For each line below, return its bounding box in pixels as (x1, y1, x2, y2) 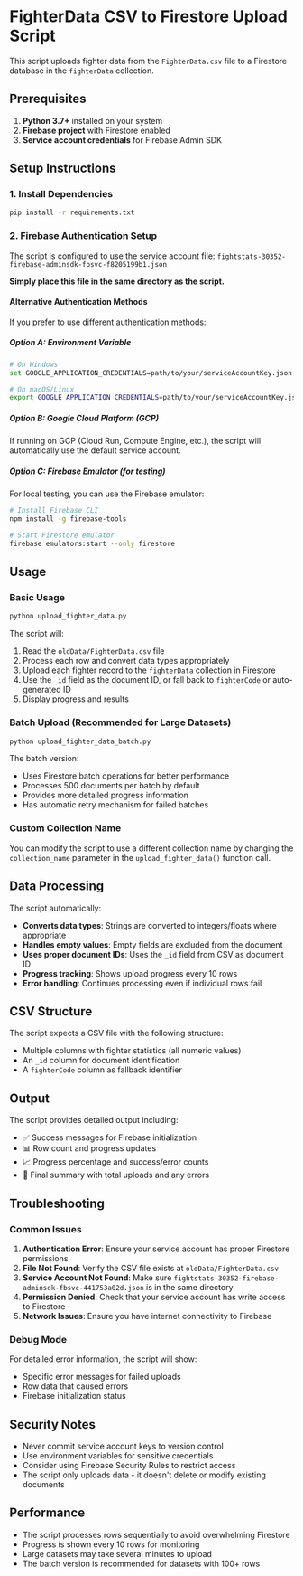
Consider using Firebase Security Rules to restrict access (22, 1459, 236, 1470)
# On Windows (9, 360, 59, 369)
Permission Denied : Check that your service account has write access (22, 1291, 286, 1302)
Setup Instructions (9, 161, 116, 176)
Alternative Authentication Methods (9, 297, 148, 307)
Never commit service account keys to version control (22, 1440, 224, 1451)
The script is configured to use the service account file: (9, 250, 216, 261)
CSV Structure (9, 1004, 93, 1019)
